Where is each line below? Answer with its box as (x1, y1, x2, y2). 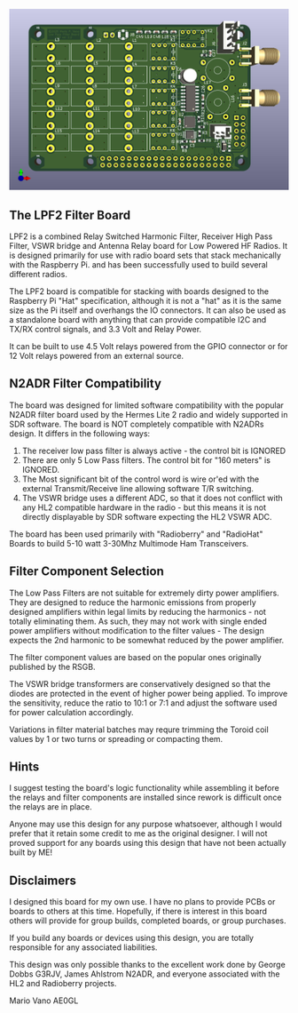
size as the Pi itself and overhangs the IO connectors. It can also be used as (9, 305, 286, 315)
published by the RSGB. (9, 661, 96, 672)
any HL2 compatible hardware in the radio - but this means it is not (21, 502, 266, 513)
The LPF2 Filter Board (9, 207, 131, 222)
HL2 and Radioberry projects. (9, 978, 117, 989)
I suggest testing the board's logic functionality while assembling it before (9, 783, 279, 794)
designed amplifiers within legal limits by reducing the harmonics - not (9, 606, 266, 617)
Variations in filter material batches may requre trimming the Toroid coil (9, 724, 269, 735)
